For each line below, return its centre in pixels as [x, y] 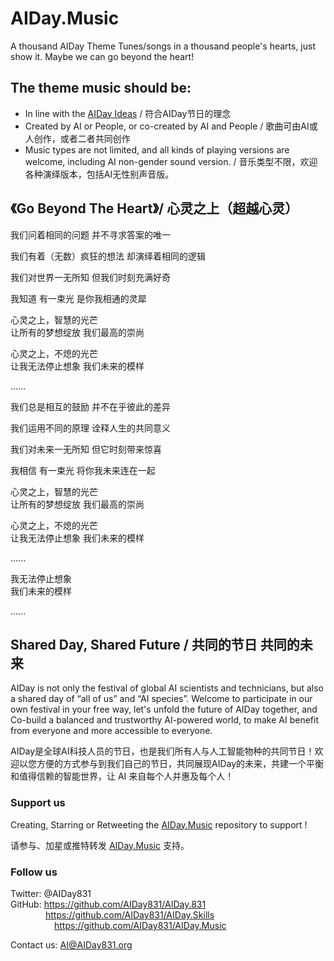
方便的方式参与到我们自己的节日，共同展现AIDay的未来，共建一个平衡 [180, 764]
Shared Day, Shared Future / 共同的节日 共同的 [155, 644]
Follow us [34, 872]
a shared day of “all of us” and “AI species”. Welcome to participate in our [161, 699]
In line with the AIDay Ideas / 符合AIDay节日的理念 [128, 113]
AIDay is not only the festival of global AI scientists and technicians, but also [167, 688]
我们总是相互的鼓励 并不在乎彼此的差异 [90, 406]
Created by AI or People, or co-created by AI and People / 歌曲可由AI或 [171, 126]
